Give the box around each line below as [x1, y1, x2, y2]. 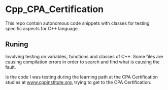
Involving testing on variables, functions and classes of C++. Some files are [5, 53, 163, 59]
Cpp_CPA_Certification [5, 4, 104, 15]
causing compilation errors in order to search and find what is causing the [5, 59, 160, 65]
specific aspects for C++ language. [5, 25, 79, 31]
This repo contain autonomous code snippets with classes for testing [5, 20, 150, 26]
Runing [5, 40, 28, 49]
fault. [5, 64, 16, 70]
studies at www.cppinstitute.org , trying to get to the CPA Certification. [5, 79, 151, 85]
